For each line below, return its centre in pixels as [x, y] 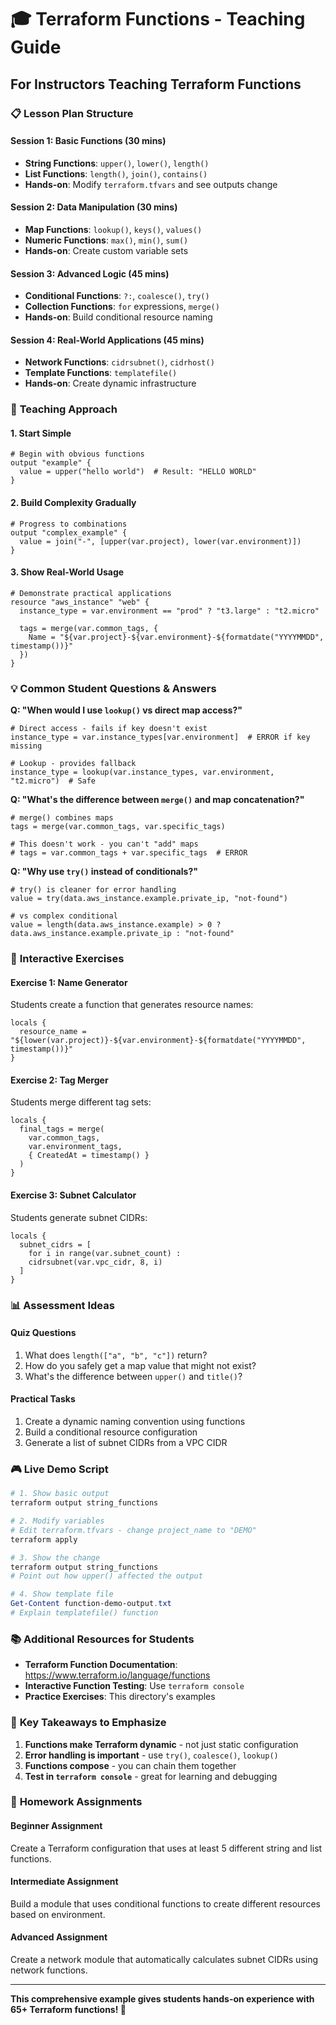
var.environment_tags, [75, 1147]
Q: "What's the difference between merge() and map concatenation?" [157, 800]
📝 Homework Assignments [76, 1802]
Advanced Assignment [59, 1937]
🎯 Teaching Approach [64, 409]
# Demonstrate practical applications [91, 593]
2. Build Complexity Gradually [73, 503]
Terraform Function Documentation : [101, 1665]
